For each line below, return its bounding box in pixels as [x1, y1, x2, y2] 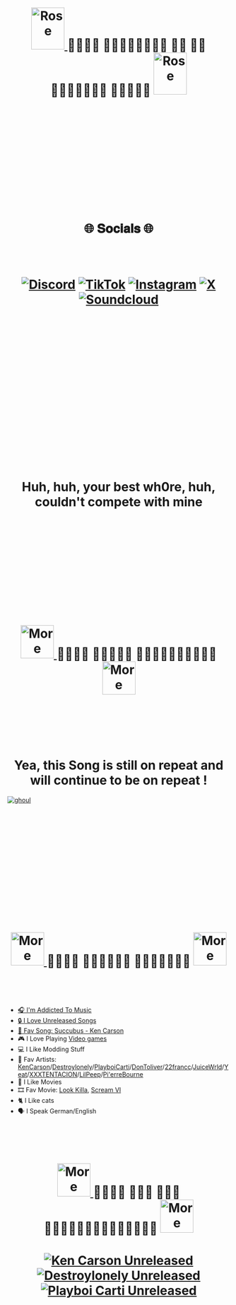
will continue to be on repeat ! [30, 773, 208, 788]
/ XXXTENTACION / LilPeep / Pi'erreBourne [27, 1070, 143, 1078]
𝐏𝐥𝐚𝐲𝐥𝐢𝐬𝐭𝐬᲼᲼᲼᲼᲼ [43, 1220, 158, 1236]
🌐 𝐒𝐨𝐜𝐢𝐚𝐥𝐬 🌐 [83, 221, 154, 237]
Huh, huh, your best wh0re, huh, [21, 479, 216, 495]
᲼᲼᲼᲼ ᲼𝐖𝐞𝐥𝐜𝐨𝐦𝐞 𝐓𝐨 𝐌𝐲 [66, 37, 206, 53]
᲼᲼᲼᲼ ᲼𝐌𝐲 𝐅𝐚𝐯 [93, 1184, 181, 1200]
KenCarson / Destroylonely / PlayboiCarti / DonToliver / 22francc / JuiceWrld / [17, 1063, 225, 1071]
